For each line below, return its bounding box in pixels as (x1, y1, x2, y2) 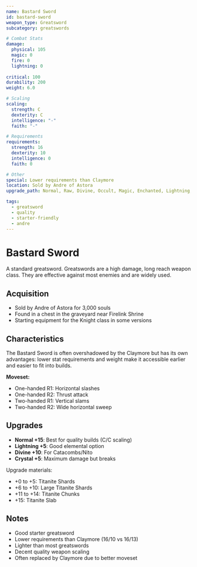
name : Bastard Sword (6, 8, 57, 15)
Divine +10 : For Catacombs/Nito (14, 449, 93, 456)
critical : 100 (6, 74, 41, 80)
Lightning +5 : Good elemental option (14, 442, 104, 449)
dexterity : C (11, 112, 43, 118)
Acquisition (6, 289, 49, 299)
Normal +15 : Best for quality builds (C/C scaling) (14, 436, 133, 443)
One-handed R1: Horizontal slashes (14, 384, 100, 392)
